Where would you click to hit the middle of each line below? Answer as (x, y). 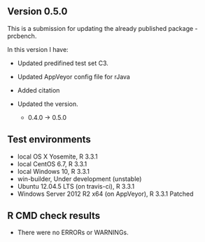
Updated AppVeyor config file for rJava (74, 76)
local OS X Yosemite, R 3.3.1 (57, 156)
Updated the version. (48, 104)
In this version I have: (38, 49)
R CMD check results (54, 216)
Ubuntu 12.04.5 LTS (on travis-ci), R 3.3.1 (76, 186)
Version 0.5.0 (37, 12)
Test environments (49, 140)
